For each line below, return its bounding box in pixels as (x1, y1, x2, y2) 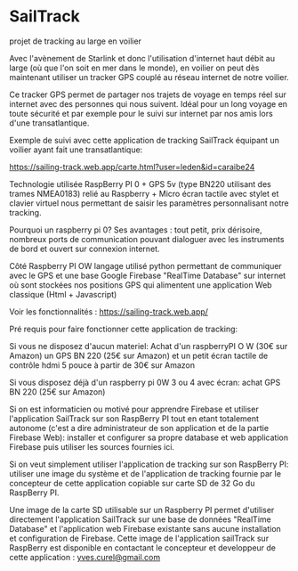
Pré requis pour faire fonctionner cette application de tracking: (9, 323, 238, 334)
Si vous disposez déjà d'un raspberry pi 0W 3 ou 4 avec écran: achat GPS (9, 377, 281, 387)
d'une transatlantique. (9, 118, 90, 128)
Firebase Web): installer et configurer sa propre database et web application (9, 432, 289, 443)
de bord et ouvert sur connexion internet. (9, 243, 160, 254)
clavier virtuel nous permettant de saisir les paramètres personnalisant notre (9, 198, 289, 208)
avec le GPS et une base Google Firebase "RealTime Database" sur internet (9, 270, 286, 281)
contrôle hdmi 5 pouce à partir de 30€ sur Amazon (9, 359, 196, 371)
